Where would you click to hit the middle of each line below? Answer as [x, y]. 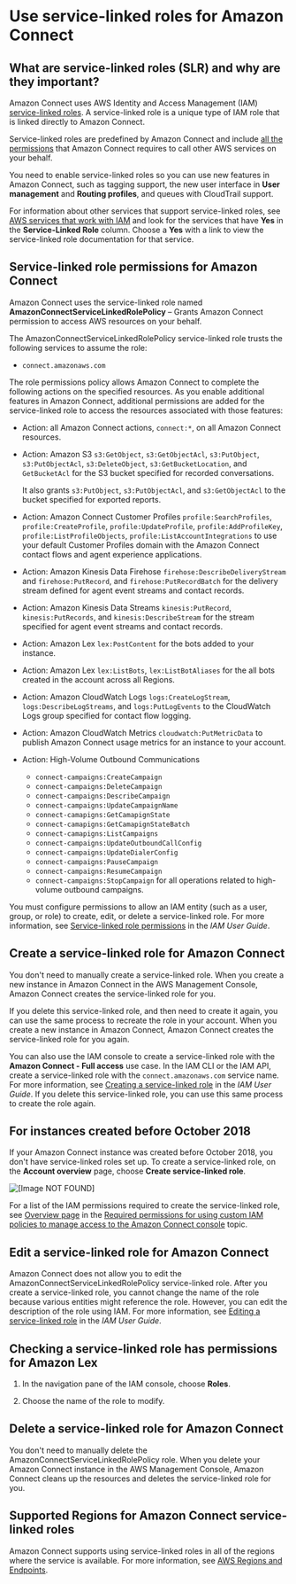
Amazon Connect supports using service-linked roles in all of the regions [142, 1551]
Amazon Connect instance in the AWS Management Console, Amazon [137, 1469]
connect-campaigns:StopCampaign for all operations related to [144, 880]
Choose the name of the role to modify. [93, 1401]
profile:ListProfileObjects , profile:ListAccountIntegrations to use [149, 535]
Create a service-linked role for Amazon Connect [147, 953]
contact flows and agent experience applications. [112, 554]
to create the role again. [53, 1103]
